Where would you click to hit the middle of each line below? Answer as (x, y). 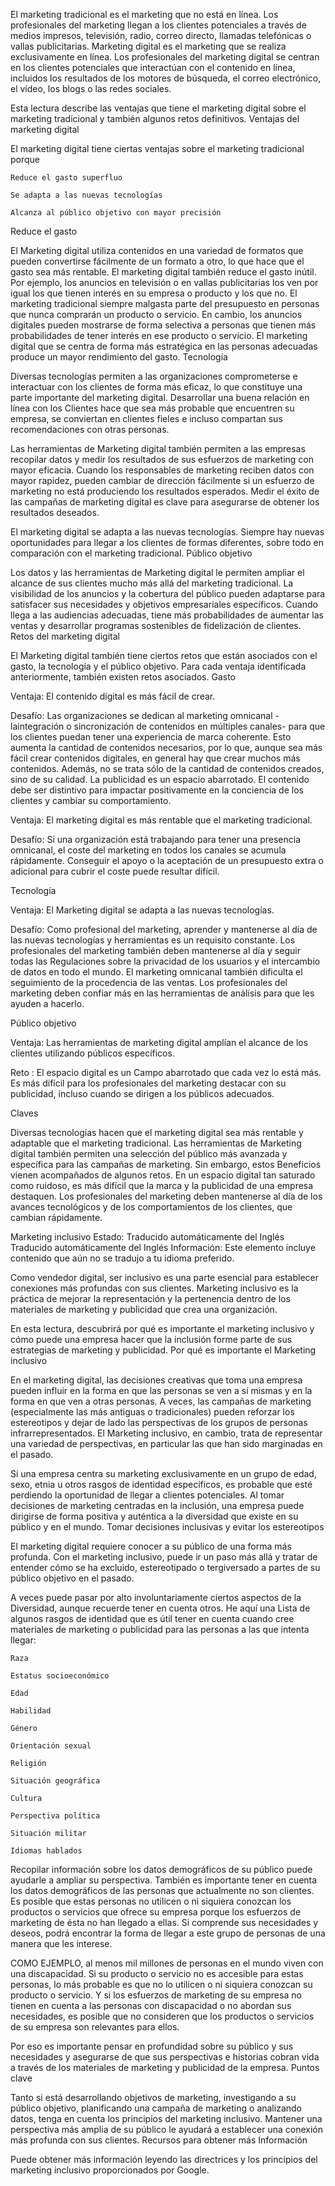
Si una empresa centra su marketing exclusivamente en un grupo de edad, (163, 1473)
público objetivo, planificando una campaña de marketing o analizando (156, 2108)
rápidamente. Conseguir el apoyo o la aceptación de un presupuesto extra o (167, 860)
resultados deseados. (55, 512)
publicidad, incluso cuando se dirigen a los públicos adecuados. (142, 1093)
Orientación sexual (51, 1746)
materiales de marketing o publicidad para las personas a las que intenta (160, 1629)
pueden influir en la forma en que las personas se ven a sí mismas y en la (161, 1390)
